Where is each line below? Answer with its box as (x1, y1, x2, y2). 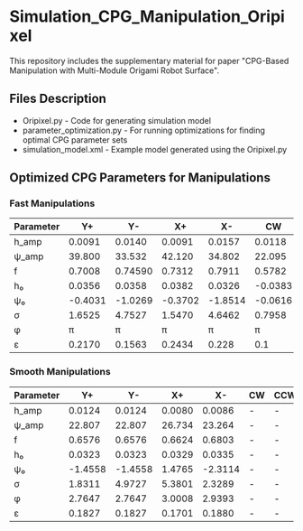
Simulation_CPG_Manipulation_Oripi (9, 6, 286, 27)
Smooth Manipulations (9, 366, 111, 378)
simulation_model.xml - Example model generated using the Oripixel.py (22, 144, 288, 154)
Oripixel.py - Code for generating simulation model (22, 115, 212, 126)
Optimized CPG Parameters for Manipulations (9, 170, 271, 186)
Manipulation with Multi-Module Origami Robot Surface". (9, 65, 219, 76)
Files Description (9, 91, 106, 107)
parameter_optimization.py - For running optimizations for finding (22, 125, 266, 135)
